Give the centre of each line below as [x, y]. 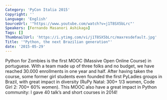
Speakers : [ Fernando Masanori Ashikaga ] [48, 28]
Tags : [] [14, 33]
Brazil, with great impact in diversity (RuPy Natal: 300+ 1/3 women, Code [80, 82]
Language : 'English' [27, 19]
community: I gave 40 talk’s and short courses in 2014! [61, 92]
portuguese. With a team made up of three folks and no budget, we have [80, 66]
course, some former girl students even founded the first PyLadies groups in [84, 76]
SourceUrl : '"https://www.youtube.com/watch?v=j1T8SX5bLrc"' [70, 24]
